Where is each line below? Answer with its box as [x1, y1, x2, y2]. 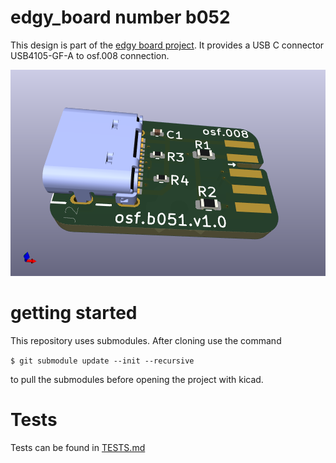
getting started [10, 302, 138, 325]
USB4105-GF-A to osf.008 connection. [10, 49, 170, 61]
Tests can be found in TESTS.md [10, 441, 146, 453]
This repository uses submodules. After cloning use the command [10, 334, 282, 346]
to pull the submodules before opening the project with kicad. [10, 373, 264, 385]
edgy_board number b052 [10, 6, 231, 29]
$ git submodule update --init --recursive [10, 356, 195, 366]
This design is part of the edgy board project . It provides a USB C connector [10, 39, 325, 51]
